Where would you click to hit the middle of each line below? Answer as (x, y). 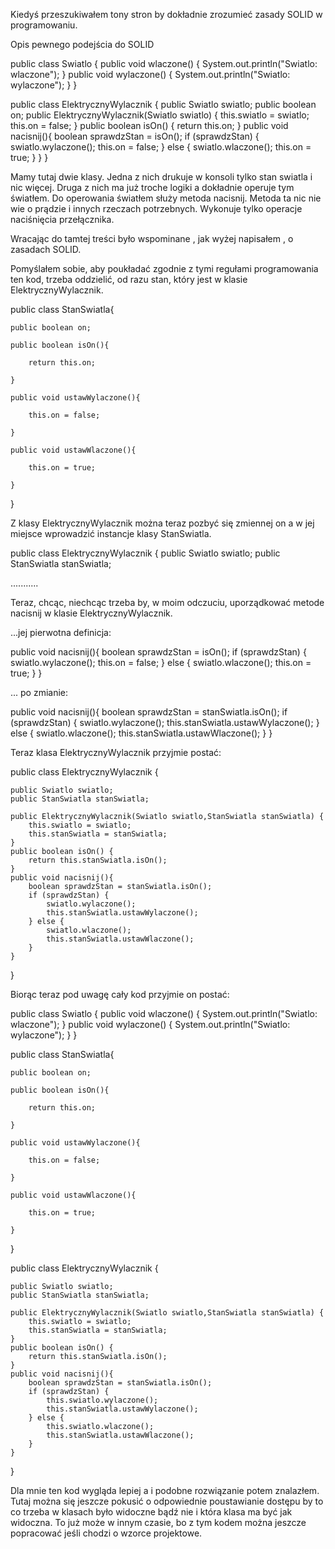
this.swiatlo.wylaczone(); (102, 1400)
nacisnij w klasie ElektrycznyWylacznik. (91, 613)
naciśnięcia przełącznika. (62, 219)
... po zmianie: (39, 692)
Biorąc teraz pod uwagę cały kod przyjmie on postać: (120, 994)
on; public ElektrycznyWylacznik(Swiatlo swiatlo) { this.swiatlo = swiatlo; (160, 115)
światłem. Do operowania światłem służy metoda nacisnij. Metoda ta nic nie (166, 198)
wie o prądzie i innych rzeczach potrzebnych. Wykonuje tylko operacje (156, 208)
